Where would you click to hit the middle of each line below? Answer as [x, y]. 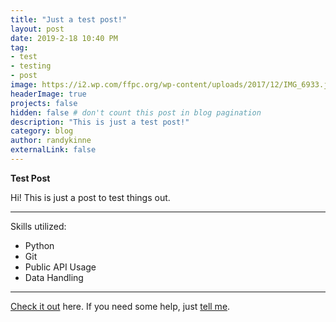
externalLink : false [53, 150]
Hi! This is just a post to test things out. [90, 197]
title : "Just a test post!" [69, 19]
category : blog [42, 131]
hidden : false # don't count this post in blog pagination [136, 112]
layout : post [37, 29]
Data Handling [54, 277]
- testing [31, 66]
